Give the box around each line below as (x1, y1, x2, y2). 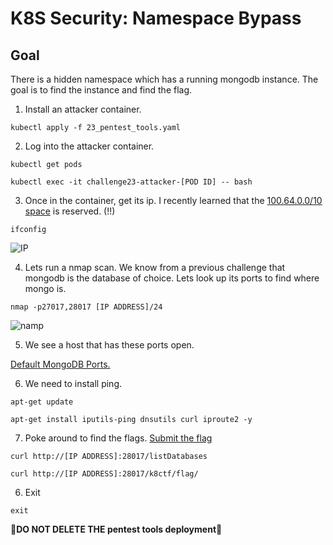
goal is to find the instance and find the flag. (10, 84, 193, 96)
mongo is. (24, 283, 67, 294)
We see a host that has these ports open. (24, 339, 195, 351)
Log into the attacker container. (24, 140, 155, 152)
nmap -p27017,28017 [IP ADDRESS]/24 (10, 302, 163, 312)
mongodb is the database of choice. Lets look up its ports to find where (24, 272, 320, 284)
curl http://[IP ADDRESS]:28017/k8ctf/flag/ (10, 469, 199, 479)
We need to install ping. (24, 378, 122, 389)
